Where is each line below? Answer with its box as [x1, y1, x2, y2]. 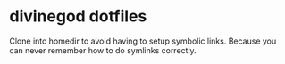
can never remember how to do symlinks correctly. [9, 44, 197, 55]
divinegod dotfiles [9, 6, 147, 27]
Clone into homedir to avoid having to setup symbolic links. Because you [9, 36, 277, 46]
